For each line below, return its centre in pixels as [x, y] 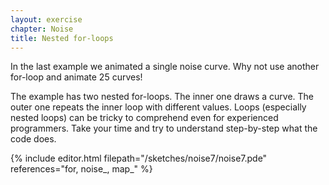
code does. [33, 139]
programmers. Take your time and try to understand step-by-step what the [164, 128]
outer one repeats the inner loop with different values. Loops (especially [158, 107]
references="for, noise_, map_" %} [81, 169]
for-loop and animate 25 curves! [76, 77]
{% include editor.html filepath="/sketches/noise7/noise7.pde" [139, 158]
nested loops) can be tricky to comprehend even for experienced [144, 118]
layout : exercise [46, 19]
